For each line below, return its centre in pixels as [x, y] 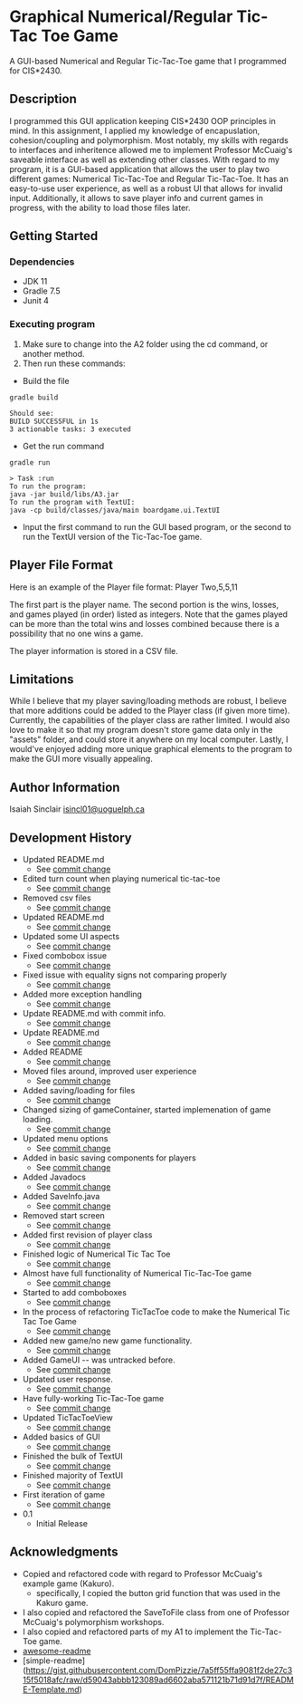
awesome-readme [57, 1651]
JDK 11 [35, 282]
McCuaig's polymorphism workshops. [93, 1622]
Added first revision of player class [87, 1235]
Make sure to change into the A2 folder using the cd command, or [145, 344]
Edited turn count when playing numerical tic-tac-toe [121, 878]
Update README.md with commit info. [94, 1013]
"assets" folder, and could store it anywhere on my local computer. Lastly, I [149, 739]
